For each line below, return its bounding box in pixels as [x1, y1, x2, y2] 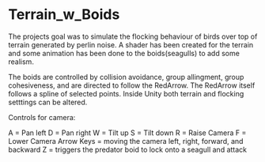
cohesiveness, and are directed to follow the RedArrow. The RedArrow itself [8, 81, 256, 90]
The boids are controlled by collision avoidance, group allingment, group [8, 72, 244, 81]
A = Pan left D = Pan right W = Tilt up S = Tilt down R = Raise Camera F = [8, 128, 247, 138]
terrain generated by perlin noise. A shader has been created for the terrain [8, 40, 254, 49]
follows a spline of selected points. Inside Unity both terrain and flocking [8, 89, 244, 98]
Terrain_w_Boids [8, 6, 120, 24]
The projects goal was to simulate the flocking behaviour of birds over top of [8, 32, 258, 41]
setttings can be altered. [8, 97, 88, 107]
